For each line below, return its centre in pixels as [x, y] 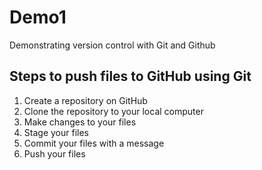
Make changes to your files [80, 122]
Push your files [54, 153]
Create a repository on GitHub [85, 100]
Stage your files [56, 132]
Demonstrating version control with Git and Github [112, 45]
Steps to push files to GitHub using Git [130, 76]
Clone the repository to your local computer [113, 111]
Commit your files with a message [94, 143]
